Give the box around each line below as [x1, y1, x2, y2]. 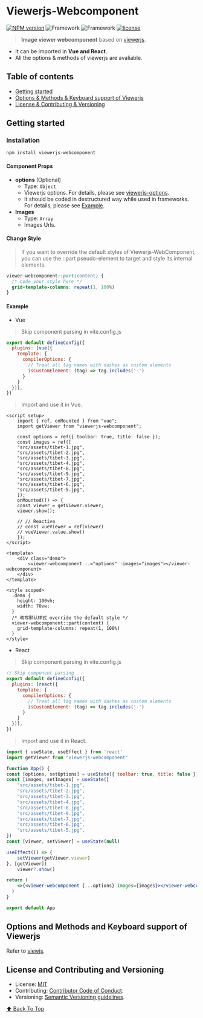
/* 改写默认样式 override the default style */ [11, 615, 128, 621]
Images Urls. [24, 221, 56, 228]
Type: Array [24, 215, 54, 222]
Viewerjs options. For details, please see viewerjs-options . [24, 189, 170, 196]
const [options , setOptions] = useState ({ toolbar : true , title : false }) [6, 771, 199, 777]
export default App [6, 905, 56, 911]
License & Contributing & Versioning [14, 100, 105, 108]
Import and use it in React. [21, 737, 87, 744]
